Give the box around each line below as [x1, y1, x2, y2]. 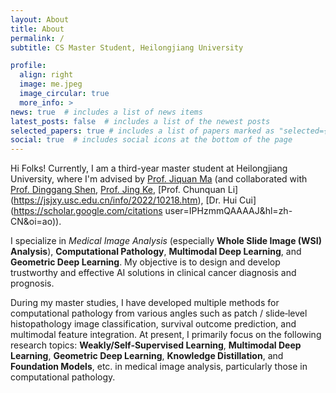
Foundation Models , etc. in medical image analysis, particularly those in [10, 361, 308, 373]
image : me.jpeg [19, 79, 83, 90]
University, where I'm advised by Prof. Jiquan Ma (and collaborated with [10, 173, 308, 185]
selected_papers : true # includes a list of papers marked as [10, 126, 275, 136]
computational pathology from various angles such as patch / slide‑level [10, 307, 308, 320]
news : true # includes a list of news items [10, 107, 203, 117]
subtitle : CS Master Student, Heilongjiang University [10, 42, 244, 53]
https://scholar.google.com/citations [13, 205, 163, 217]
